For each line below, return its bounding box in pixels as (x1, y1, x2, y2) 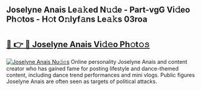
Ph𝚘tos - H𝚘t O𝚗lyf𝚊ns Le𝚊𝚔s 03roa (6, 14, 148, 25)
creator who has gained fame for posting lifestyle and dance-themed (6, 65, 179, 72)
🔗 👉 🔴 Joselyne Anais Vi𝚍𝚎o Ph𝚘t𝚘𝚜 (6, 39, 150, 49)
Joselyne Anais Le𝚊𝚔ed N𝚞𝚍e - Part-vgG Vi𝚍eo (6, 5, 190, 15)
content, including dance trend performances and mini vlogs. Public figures (6, 72, 196, 78)
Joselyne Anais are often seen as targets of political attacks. (6, 78, 157, 85)
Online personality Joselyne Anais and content (70, 58, 188, 65)
